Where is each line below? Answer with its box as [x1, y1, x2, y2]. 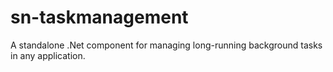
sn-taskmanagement [10, 6, 189, 29]
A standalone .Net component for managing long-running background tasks [10, 39, 323, 51]
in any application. [10, 49, 86, 61]
